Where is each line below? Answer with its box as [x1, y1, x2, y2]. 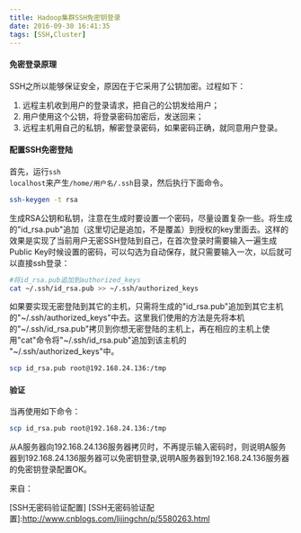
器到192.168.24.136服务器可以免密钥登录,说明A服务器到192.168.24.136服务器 [9, 453, 290, 464]
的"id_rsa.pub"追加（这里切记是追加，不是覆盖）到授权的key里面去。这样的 [9, 224, 289, 235]
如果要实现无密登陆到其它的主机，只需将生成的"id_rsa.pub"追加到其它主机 [9, 301, 284, 312]
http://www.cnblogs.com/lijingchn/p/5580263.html [22, 513, 210, 524]
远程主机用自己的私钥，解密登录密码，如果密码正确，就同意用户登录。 [22, 122, 283, 133]
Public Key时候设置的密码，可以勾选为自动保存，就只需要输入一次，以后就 [9, 246, 285, 257]
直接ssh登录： [16, 257, 70, 268]
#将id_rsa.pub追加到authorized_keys [9, 275, 141, 284]
